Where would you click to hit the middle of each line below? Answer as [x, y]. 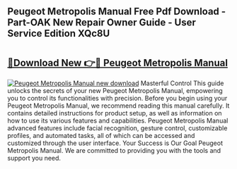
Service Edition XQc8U [59, 33]
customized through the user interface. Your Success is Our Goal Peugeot [115, 143]
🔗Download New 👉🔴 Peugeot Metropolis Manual [118, 63]
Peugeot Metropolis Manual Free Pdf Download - [117, 12]
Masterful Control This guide [182, 83]
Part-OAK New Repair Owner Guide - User [102, 23]
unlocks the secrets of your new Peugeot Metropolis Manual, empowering [115, 90]
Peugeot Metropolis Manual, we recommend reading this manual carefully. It [118, 106]
